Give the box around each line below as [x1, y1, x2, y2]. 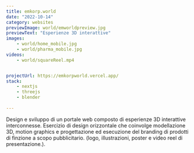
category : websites [6, 19, 54, 25]
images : [6, 35, 25, 41]
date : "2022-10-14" [6, 14, 54, 20]
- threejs [16, 89, 41, 95]
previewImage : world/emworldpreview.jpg [6, 24, 106, 31]
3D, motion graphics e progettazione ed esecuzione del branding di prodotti [6, 128, 189, 135]
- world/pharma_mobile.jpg [16, 47, 82, 52]
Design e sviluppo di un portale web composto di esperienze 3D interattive [6, 116, 186, 123]
